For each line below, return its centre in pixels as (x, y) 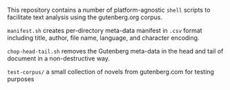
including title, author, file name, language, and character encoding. (103, 38)
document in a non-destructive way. (59, 58)
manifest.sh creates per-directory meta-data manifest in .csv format (105, 31)
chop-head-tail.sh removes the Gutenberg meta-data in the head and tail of (115, 51)
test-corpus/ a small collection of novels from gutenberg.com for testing (111, 72)
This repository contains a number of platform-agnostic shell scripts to (109, 10)
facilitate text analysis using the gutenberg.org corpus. (85, 17)
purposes (21, 79)
